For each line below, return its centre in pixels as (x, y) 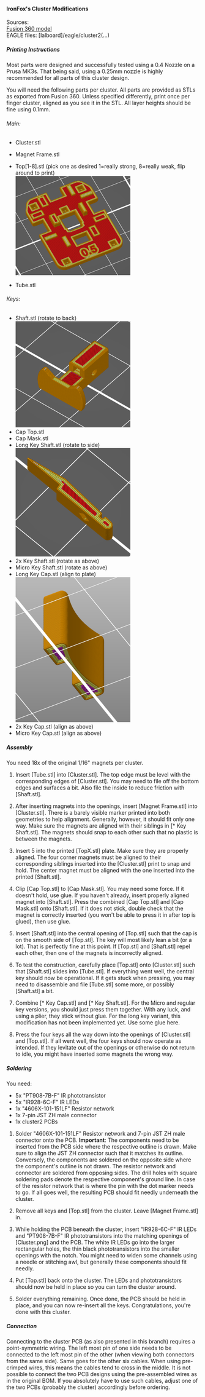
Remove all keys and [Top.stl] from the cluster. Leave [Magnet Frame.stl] (107, 1211)
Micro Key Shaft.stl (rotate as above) (61, 568)
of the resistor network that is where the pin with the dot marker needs (104, 1186)
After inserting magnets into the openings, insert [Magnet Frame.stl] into (106, 806)
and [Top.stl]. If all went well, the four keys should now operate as (98, 1041)
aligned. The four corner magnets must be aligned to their (88, 857)
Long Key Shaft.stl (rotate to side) (58, 445)
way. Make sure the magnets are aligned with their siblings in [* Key (101, 826)
